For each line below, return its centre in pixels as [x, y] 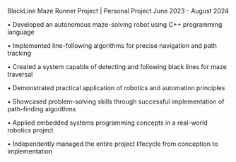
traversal [20, 74]
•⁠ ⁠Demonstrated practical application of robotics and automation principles [116, 88]
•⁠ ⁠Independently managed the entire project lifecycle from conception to [113, 144]
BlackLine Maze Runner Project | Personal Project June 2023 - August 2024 [118, 11]
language [21, 32]
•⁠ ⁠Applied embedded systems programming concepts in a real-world [107, 123]
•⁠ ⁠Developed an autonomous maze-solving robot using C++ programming [115, 24]
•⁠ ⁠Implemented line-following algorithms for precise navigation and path [112, 45]
